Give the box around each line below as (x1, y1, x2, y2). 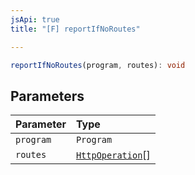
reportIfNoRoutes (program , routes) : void (10, 60, 186, 70)
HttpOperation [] (75, 148, 151, 162)
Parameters (10, 87, 85, 105)
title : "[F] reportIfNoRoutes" (10, 24, 141, 34)
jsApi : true (10, 14, 60, 25)
